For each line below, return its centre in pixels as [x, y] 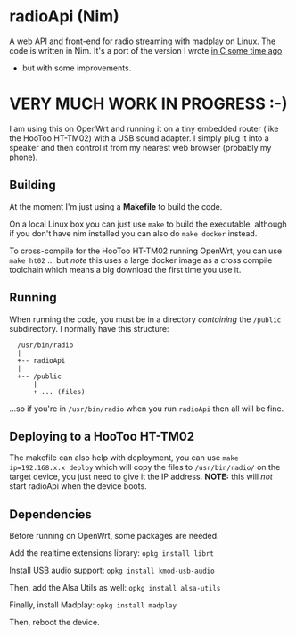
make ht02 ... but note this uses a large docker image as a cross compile [141, 260]
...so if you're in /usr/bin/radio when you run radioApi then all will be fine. [147, 409]
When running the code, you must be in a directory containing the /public [145, 319]
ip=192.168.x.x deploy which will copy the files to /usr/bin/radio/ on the [145, 467]
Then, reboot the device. [54, 623]
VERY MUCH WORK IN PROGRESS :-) [148, 104]
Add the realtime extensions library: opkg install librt [111, 553]
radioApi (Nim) [65, 17]
